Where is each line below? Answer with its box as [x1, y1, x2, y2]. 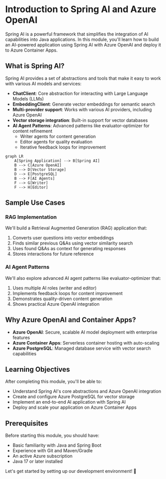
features [12, 334, 30, 341]
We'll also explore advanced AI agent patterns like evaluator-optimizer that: [5, 275, 161, 281]
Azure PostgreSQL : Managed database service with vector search [12, 345, 151, 351]
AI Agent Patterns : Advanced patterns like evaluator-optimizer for [12, 122, 150, 128]
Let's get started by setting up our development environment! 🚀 [5, 468, 137, 474]
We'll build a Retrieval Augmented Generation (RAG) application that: [5, 225, 147, 231]
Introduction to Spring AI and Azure [5, 4, 156, 15]
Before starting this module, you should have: [5, 433, 100, 439]
